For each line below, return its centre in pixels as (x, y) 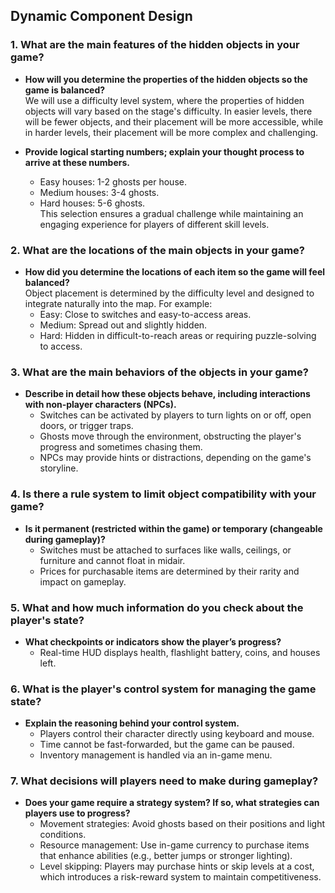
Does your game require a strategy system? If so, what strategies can (172, 803)
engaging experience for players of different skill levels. (154, 224)
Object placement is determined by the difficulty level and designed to (169, 293)
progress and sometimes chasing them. (121, 447)
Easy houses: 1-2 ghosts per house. (113, 181)
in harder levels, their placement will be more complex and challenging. (171, 132)
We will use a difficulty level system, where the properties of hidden (164, 100)
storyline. (59, 468)
